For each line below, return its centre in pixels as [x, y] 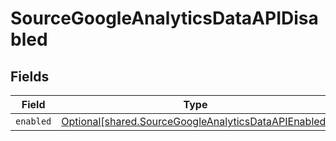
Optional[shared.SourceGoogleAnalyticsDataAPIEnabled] [195, 121]
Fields [30, 76]
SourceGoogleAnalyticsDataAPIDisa [164, 18]
